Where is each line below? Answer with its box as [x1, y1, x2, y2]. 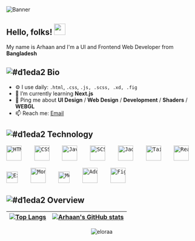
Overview [47, 195, 85, 205]
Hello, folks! [6, 27, 53, 38]
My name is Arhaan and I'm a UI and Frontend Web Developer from [6, 43, 174, 50]
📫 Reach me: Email [15, 109, 64, 117]
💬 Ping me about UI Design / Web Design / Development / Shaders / [15, 96, 188, 104]
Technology [47, 130, 93, 140]
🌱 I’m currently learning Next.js [15, 90, 94, 97]
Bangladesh [6, 50, 38, 57]
